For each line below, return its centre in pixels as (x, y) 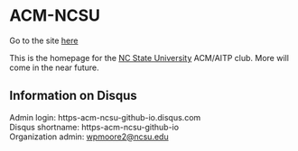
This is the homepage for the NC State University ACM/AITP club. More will (149, 58)
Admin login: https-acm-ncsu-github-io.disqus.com (105, 117)
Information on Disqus (73, 96)
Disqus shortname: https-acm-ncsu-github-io (94, 127)
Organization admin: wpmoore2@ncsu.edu (89, 137)
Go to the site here (44, 40)
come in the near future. (54, 67)
